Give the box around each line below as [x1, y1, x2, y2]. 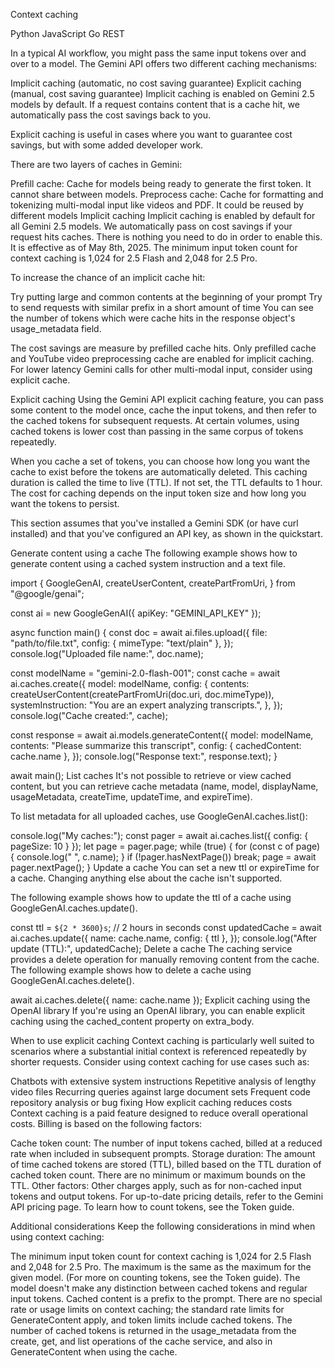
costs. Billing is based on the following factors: [10, 1118, 203, 1129]
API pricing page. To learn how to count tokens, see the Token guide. [10, 1201, 295, 1213]
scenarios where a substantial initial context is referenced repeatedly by [10, 1045, 307, 1057]
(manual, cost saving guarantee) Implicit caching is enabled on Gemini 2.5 [10, 88, 315, 99]
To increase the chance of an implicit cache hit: [10, 272, 206, 283]
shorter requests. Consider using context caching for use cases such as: [10, 1056, 310, 1068]
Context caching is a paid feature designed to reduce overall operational [10, 1107, 308, 1119]
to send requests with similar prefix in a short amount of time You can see [10, 302, 314, 313]
